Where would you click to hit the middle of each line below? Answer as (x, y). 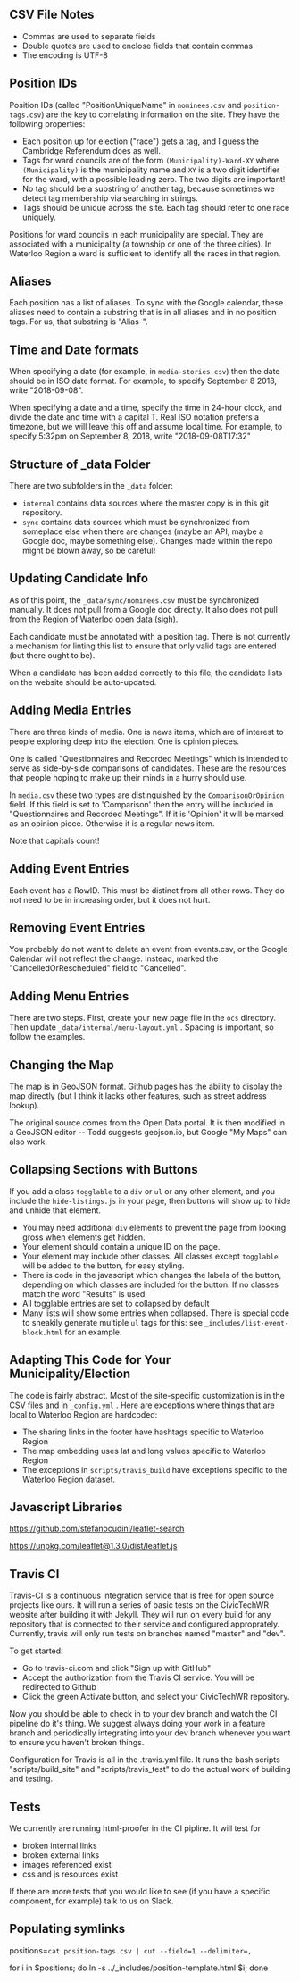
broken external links (61, 1855)
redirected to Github (59, 1687)
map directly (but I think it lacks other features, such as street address (138, 1096)
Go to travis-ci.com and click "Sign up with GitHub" (117, 1668)
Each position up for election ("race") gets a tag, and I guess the (140, 141)
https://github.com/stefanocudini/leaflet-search (97, 1529)
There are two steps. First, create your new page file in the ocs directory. (143, 1018)
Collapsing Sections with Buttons (104, 1170)
